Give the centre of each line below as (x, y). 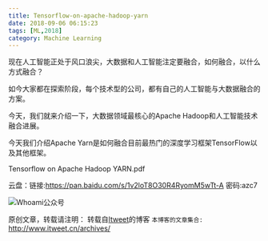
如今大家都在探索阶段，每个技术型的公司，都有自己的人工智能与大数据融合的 (134, 89)
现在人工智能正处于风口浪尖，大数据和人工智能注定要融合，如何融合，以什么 (134, 62)
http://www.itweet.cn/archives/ (59, 228)
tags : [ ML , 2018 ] (35, 30)
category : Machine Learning (55, 38)
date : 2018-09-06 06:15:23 (53, 23)
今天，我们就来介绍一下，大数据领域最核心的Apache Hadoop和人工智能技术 (133, 116)
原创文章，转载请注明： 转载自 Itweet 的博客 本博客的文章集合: (106, 219)
